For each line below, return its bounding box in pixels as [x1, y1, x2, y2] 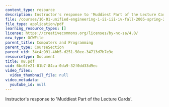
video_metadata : [5, 77, 39, 82]
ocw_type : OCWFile [5, 36, 44, 41]
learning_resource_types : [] [5, 26, 66, 31]
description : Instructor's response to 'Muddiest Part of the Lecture [5, 12, 156, 17]
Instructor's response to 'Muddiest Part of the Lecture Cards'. [5, 96, 133, 102]
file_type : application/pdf [5, 21, 64, 27]
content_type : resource [5, 7, 55, 13]
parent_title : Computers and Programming [5, 40, 94, 45]
